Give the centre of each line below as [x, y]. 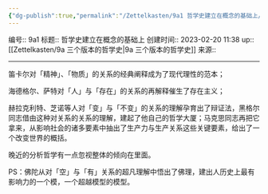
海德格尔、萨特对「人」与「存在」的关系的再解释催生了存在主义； [116, 91]
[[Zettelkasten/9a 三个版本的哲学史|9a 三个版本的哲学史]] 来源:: [112, 49]
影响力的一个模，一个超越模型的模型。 [71, 181]
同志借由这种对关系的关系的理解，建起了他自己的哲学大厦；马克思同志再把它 [134, 117]
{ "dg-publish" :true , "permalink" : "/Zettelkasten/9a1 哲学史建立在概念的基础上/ [135, 16]
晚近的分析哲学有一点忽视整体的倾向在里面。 [82, 154]
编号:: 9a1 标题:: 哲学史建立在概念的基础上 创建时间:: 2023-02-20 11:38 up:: [131, 39]
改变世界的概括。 [43, 137]
